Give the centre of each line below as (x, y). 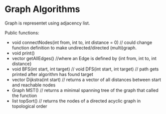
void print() (23, 53)
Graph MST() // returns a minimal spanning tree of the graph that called (85, 90)
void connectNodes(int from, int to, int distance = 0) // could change (82, 42)
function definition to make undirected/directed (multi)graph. (74, 47)
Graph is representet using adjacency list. (47, 23)
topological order (30, 106)
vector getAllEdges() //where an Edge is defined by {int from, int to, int (84, 58)
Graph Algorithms (42, 9)
